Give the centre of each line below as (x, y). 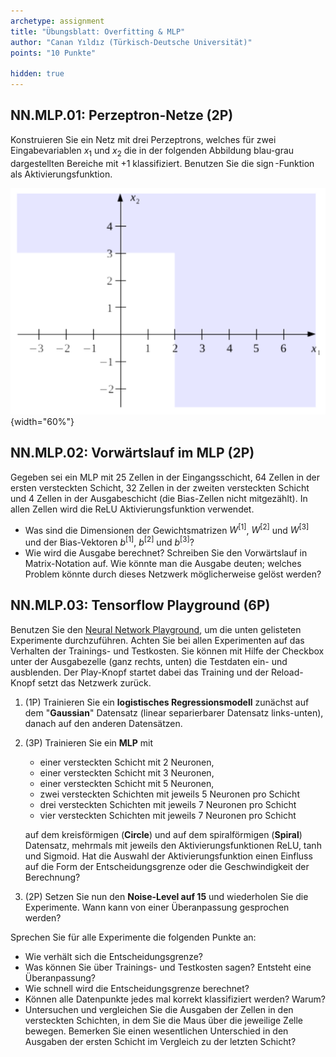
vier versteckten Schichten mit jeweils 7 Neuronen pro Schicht (168, 815)
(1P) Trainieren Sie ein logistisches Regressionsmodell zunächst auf (167, 702)
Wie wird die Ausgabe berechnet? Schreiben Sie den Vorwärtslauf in (166, 552)
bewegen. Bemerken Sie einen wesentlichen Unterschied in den (156, 1031)
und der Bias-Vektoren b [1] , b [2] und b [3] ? (109, 541)
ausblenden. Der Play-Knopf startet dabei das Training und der (139, 672)
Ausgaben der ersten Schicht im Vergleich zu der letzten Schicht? (160, 1041)
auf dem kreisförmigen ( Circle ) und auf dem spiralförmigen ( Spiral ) (163, 834)
